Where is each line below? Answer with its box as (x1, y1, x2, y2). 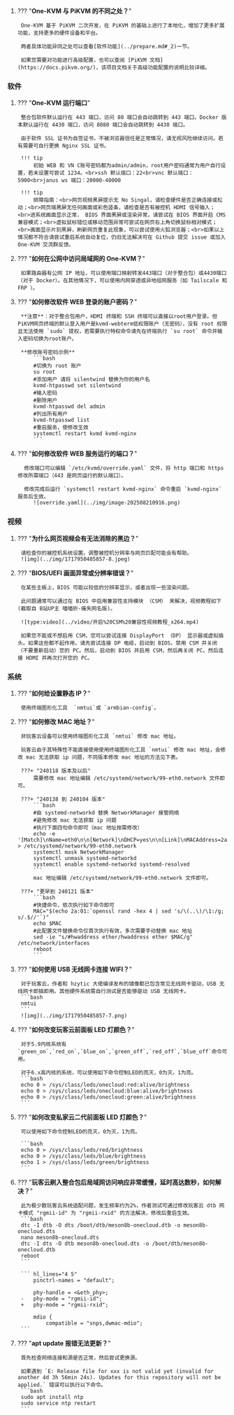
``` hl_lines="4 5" (20, 1270, 78, 1278)
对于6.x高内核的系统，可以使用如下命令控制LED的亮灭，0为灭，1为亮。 (20, 1069, 197, 1076)
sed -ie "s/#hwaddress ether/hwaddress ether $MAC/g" (33, 934, 193, 941)
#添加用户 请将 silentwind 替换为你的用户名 (33, 376, 150, 383)
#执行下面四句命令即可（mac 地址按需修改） (33, 824, 143, 831)
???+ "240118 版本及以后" (20, 767, 91, 774)
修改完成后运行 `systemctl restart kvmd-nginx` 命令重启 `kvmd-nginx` (24, 486, 222, 493)
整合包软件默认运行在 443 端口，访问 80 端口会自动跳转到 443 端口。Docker (20, 114, 219, 121)
